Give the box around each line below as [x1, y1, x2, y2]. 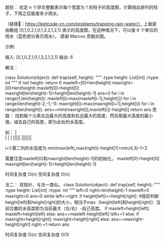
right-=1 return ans [31, 221, 70, 227]
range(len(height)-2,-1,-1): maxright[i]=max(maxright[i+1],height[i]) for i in [5, 101, 155, 106]
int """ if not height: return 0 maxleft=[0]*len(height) [5, 80, 112, 85]
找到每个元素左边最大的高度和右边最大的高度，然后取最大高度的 [14, 113, 144, 118]
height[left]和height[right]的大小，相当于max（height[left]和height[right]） [5, 199, 156, 205]
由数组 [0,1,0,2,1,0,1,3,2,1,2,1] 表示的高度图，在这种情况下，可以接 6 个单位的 [5, 27, 158, 33]
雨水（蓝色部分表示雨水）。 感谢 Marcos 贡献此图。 [5, 34, 108, 39]
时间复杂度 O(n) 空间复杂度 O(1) [5, 232, 69, 238]
